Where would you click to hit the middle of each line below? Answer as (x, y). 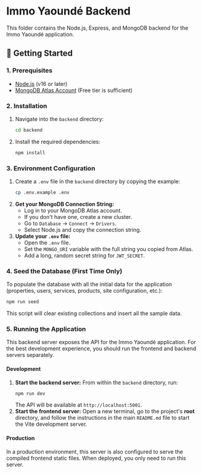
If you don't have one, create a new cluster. (78, 217)
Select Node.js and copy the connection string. (83, 230)
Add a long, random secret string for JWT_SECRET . (84, 255)
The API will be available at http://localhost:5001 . (78, 405)
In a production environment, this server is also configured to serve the (95, 451)
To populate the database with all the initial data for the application (89, 284)
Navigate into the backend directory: (59, 119)
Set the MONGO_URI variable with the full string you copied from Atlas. (109, 249)
